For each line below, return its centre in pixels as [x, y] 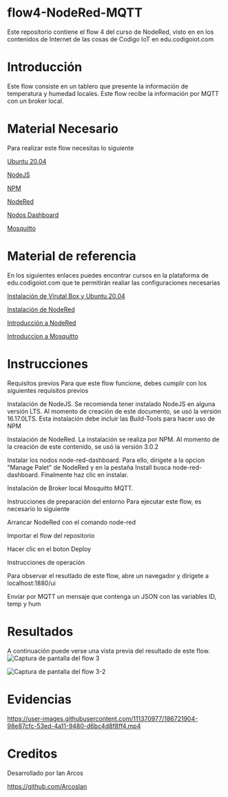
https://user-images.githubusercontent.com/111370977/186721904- [103, 718]
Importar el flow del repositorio [51, 535]
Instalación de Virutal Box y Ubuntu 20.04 [66, 296]
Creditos [32, 753]
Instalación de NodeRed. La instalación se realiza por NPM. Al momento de [113, 439]
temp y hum [24, 604]
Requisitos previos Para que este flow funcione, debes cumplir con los [107, 383]
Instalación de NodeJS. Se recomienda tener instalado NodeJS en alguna [111, 404]
